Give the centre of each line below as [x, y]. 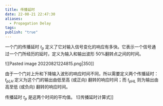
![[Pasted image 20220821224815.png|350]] [50, 64]
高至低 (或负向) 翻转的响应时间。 [38, 86]
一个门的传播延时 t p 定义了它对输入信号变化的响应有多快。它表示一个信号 [78, 47]
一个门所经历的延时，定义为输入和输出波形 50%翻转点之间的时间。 [76, 54]
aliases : [14, 19]
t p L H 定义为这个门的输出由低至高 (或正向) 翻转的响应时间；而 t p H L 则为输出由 [82, 80]
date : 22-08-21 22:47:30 [30, 14]
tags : [10, 28]
